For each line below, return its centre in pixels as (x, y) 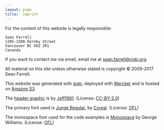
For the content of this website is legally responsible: (58, 28)
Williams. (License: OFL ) (30, 122)
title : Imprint (22, 14)
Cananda (13, 50)
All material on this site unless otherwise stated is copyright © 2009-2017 (79, 69)
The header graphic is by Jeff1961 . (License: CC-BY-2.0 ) (62, 98)
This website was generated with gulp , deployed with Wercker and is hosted (82, 83)
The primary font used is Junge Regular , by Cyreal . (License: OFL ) (72, 107)
